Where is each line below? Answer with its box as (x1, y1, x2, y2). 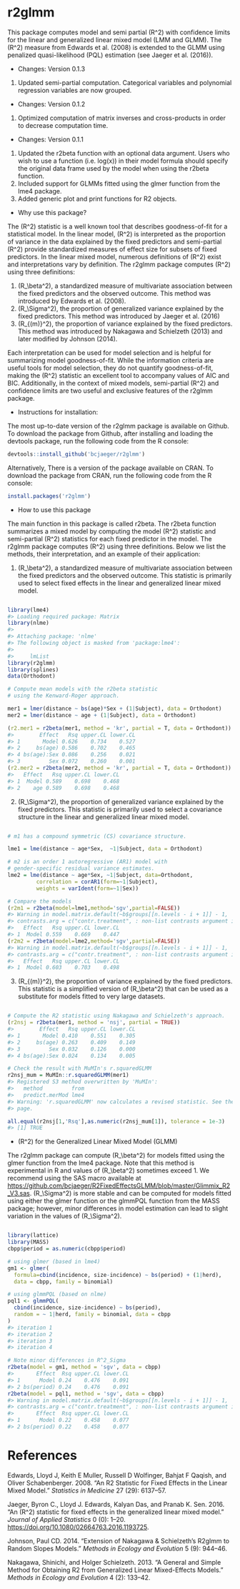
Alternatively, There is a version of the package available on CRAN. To (7, 463, 214, 472)
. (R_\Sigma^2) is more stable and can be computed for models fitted (29, 1189, 232, 1198)
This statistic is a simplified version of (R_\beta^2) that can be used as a (17, 985, 229, 993)
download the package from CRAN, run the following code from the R (7, 471, 212, 479)
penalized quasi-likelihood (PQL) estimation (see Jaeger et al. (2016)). (7, 51, 214, 59)
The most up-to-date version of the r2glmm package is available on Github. (7, 421, 230, 430)
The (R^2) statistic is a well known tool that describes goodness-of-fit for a (7, 222, 228, 231)
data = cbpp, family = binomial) (14, 1278, 114, 1285)
